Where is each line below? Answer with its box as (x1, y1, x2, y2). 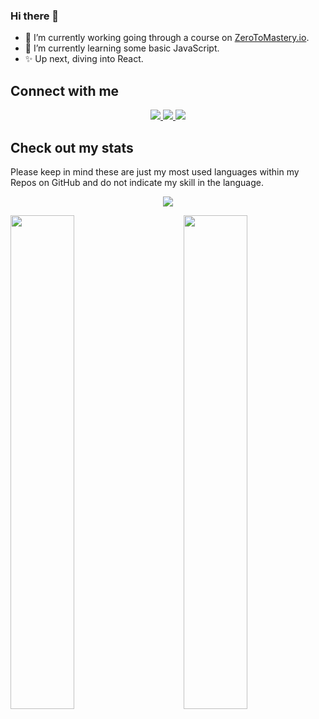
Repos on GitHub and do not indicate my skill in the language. (10, 176, 265, 188)
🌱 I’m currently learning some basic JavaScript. (24, 42, 220, 54)
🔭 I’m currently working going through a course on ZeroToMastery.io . (24, 32, 310, 44)
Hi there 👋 (10, 9, 60, 23)
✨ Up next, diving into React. (24, 53, 144, 65)
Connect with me (10, 82, 120, 99)
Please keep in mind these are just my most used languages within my (10, 165, 300, 178)
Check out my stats (10, 139, 134, 156)
